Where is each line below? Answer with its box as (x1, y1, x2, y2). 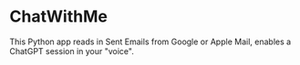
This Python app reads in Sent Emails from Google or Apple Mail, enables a (9, 36, 292, 47)
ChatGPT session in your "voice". (9, 45, 134, 56)
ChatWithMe (9, 6, 108, 27)
